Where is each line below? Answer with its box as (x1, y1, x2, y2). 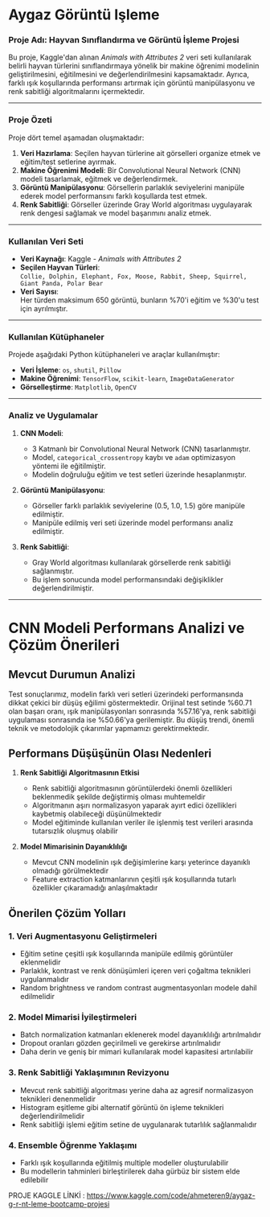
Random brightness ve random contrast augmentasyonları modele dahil (19, 983, 257, 993)
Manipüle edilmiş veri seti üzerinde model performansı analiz (31, 517, 234, 528)
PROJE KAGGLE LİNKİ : (8, 1190, 86, 1200)
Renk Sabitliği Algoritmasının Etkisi (19, 768, 140, 778)
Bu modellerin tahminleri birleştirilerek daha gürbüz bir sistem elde (19, 1166, 240, 1176)
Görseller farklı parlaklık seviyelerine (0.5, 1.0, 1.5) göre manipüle (31, 500, 245, 510)
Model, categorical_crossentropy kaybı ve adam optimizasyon (31, 452, 235, 462)
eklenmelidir (19, 957, 61, 967)
